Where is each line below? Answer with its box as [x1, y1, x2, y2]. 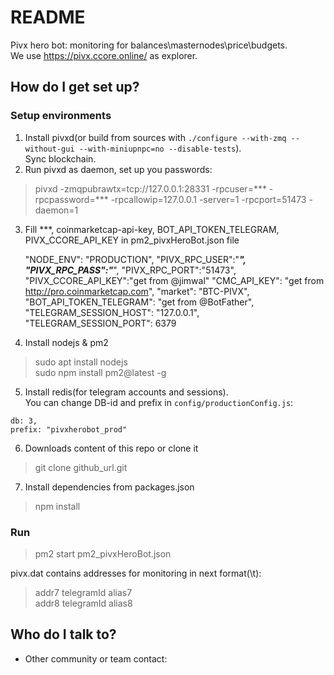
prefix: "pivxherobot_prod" [10, 424, 128, 435]
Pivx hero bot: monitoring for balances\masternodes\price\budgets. [10, 39, 288, 51]
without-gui [24, 144, 75, 154]
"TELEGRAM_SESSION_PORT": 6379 [24, 317, 177, 329]
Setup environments [10, 109, 112, 123]
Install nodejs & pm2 [24, 336, 109, 348]
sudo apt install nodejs [34, 356, 128, 368]
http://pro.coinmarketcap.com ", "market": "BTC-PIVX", [24, 285, 250, 297]
